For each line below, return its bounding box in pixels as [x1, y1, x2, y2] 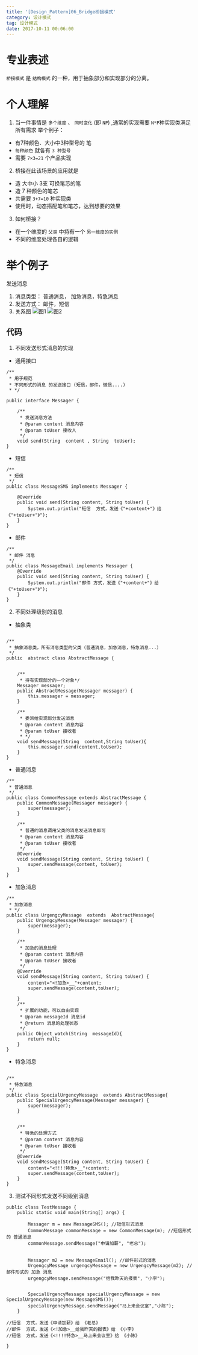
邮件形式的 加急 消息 [6, 1269, 52, 1275]
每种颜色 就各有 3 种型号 [14, 147, 71, 154]
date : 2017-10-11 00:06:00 [6, 25, 74, 32]
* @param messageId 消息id [19, 1014, 85, 1020]
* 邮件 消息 [8, 552, 36, 558]
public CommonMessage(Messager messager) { [17, 800, 128, 806]
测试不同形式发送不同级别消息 [14, 1192, 89, 1199]
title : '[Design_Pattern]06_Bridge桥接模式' [6, 8, 116, 15]
